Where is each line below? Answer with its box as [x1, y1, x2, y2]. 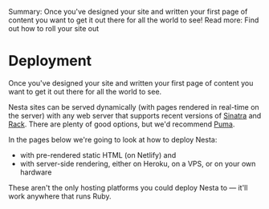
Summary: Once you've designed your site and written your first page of [8, 7, 248, 16]
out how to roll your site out [8, 24, 99, 33]
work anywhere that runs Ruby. [8, 191, 112, 201]
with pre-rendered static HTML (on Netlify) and [19, 150, 177, 159]
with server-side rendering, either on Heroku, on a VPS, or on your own [19, 159, 256, 168]
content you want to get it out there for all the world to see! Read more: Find [8, 15, 259, 25]
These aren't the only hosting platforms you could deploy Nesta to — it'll [8, 183, 248, 192]
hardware [19, 167, 52, 177]
